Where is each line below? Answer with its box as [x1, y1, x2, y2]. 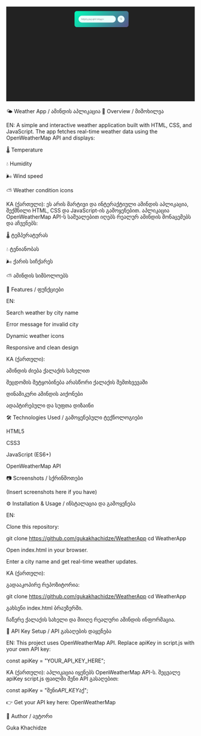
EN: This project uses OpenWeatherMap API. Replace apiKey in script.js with [6, 639, 194, 647]
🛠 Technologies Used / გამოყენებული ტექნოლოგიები [6, 414, 144, 421]
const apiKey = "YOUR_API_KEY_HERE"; [6, 657, 106, 665]
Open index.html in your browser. [6, 546, 89, 554]
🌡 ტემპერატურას [6, 232, 48, 239]
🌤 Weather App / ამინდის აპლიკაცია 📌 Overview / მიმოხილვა [6, 108, 165, 115]
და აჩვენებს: [6, 220, 38, 227]
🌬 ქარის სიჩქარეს [6, 258, 53, 265]
